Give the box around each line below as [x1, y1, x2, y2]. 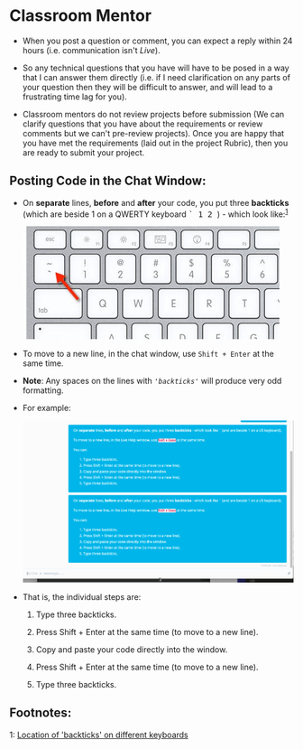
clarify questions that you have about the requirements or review [22, 118, 263, 129]
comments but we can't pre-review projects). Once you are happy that [22, 127, 285, 138]
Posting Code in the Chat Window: [9, 173, 207, 189]
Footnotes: [9, 706, 72, 721]
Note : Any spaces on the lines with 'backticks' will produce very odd [22, 376, 282, 387]
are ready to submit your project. [22, 146, 145, 158]
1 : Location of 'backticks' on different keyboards [9, 729, 188, 740]
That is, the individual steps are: [22, 592, 142, 603]
